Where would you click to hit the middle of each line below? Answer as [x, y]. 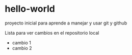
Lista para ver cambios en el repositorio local [52, 33]
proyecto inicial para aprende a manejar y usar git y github [66, 23]
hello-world [30, 9]
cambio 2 [22, 48]
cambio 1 [22, 43]
